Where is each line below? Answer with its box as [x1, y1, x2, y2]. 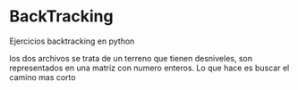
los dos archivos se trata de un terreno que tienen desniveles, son [9, 53, 253, 63]
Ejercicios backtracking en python [9, 36, 135, 46]
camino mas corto [9, 71, 76, 82]
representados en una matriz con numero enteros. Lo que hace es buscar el [9, 62, 290, 73]
